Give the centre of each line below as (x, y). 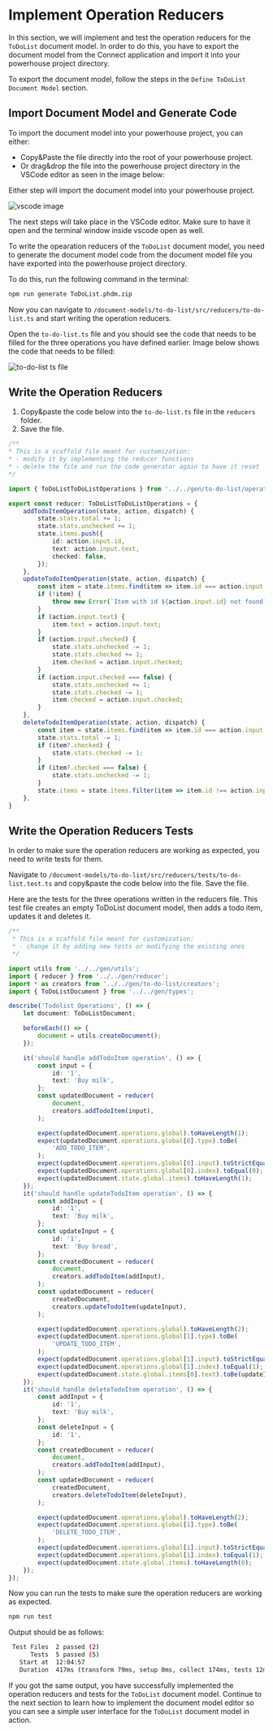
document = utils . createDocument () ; (100, 1036)
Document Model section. (48, 88)
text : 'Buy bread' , (84, 1246)
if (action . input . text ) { (82, 617)
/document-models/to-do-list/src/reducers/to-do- (179, 310)
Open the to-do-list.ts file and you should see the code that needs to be (132, 334)
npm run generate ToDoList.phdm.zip (70, 294)
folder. (31, 421)
